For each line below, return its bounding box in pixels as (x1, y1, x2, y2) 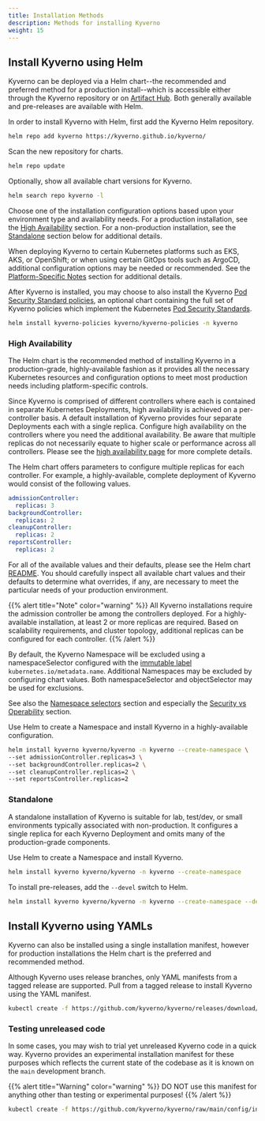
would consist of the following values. (8, 479, 132, 488)
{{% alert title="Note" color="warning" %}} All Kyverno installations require (8, 600, 253, 610)
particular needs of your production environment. (8, 585, 169, 594)
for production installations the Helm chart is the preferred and (8, 949, 211, 958)
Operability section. (8, 706, 73, 716)
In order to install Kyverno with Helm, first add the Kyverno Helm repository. (8, 117, 254, 127)
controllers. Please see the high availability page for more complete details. (8, 446, 252, 456)
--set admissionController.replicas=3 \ (8, 753, 144, 761)
